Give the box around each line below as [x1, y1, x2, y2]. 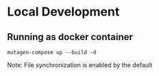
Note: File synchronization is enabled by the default [7, 61, 153, 69]
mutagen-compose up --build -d [7, 49, 97, 56]
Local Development [7, 4, 120, 20]
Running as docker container [7, 31, 134, 43]
